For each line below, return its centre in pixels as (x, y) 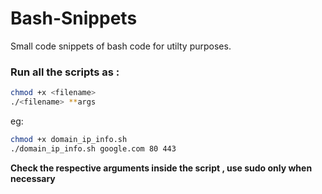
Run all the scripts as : (65, 72)
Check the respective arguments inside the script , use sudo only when (161, 168)
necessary (33, 178)
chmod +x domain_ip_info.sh (69, 139)
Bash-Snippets (74, 18)
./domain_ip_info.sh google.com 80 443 (93, 148)
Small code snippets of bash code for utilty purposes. (121, 46)
